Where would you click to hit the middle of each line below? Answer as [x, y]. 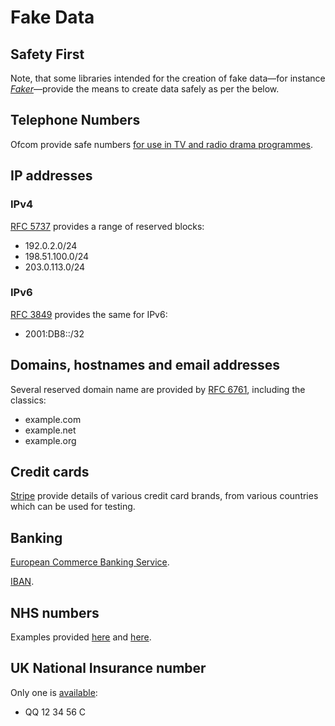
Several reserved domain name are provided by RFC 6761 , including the [158, 389]
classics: [28, 400]
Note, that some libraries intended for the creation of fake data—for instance [168, 78]
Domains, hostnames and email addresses [145, 365]
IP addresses [51, 176]
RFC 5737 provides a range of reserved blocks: [107, 226]
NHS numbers [55, 612]
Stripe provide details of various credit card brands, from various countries [164, 496]
